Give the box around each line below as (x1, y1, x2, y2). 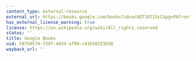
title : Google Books (6, 35, 57, 41)
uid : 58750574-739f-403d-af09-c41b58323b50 (6, 41, 114, 47)
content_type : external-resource (6, 8, 87, 15)
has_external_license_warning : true (6, 19, 95, 25)
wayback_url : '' (6, 46, 45, 52)
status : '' (6, 30, 33, 36)
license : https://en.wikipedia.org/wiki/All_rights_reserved (6, 24, 158, 31)
